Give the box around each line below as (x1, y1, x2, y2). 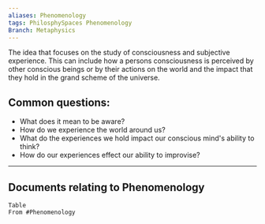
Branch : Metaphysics (8, 26, 77, 34)
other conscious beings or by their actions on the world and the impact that (8, 65, 253, 74)
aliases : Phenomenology (8, 11, 87, 20)
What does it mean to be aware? (19, 117, 125, 126)
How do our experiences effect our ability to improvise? (19, 151, 200, 160)
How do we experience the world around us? (19, 125, 166, 135)
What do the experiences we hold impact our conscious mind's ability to (19, 133, 255, 143)
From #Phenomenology (8, 208, 77, 216)
